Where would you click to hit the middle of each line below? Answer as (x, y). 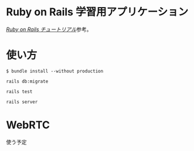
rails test (19, 91)
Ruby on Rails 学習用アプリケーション (97, 12)
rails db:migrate (27, 81)
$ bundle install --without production (55, 71)
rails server (22, 102)
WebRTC (28, 125)
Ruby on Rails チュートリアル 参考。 (49, 29)
